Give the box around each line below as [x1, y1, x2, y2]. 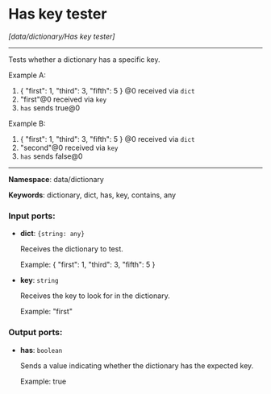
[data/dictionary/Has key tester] [8, 31, 115, 41]
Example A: [8, 70, 46, 80]
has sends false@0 [19, 151, 83, 161]
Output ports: [8, 327, 63, 338]
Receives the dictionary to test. [19, 244, 123, 254]
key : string [19, 276, 59, 285]
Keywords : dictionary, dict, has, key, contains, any [8, 190, 176, 200]
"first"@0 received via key [19, 94, 107, 104]
